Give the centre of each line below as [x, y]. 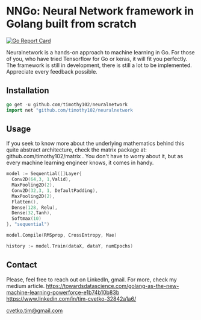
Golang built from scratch [71, 24]
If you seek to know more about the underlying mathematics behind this [95, 144]
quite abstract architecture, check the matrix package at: [77, 150]
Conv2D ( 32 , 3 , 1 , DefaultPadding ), [55, 190]
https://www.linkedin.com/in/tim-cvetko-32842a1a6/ [71, 299]
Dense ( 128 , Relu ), [35, 207]
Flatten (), [25, 202]
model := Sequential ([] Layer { [44, 174]
